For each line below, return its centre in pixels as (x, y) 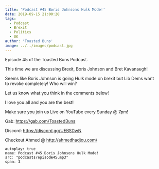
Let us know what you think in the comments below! (57, 93)
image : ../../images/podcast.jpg (39, 46)
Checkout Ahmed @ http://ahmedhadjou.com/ (51, 140)
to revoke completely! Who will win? (41, 84)
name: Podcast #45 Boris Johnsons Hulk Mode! (52, 153)
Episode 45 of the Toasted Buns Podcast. (47, 59)
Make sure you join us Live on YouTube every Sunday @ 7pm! (67, 112)
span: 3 (13, 161)
